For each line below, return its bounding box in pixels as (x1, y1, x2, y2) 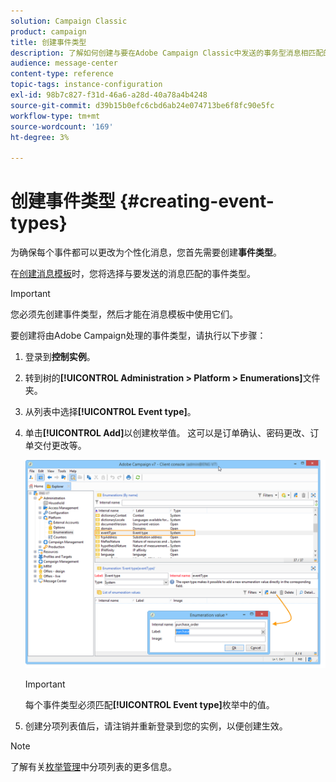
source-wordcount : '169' (10, 121, 114, 132)
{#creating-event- (119, 190, 275, 213)
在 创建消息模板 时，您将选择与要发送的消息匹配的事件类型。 (10, 268, 256, 280)
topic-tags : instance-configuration (10, 80, 163, 90)
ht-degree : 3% (10, 132, 70, 142)
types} (10, 212, 68, 235)
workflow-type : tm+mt (10, 111, 101, 121)
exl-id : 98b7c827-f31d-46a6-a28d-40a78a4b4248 (10, 90, 208, 100)
